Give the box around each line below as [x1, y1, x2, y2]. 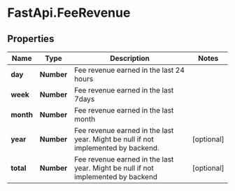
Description [109, 54, 150, 63]
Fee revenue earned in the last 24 [74, 65, 185, 75]
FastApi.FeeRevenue [7, 5, 131, 21]
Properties [7, 33, 55, 45]
